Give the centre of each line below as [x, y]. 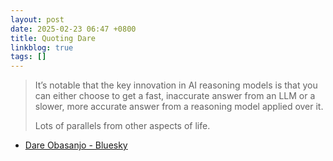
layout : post [37, 19]
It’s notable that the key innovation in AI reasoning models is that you [176, 85]
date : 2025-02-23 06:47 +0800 [73, 29]
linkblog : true [42, 47]
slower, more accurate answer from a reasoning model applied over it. [179, 107]
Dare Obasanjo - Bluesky [76, 145]
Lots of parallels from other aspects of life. [122, 126]
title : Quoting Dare [53, 38]
